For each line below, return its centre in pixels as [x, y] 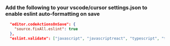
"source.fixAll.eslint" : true [46, 29]
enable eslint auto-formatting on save [53, 14]
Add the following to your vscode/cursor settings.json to [76, 8]
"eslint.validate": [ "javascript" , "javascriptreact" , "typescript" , [84, 38]
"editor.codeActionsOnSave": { [43, 24]
